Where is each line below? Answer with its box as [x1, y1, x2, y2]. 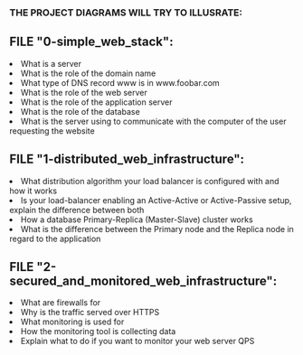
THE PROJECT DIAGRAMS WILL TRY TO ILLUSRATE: [9, 6, 242, 19]
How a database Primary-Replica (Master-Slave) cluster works [21, 214, 253, 225]
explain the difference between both [9, 204, 145, 215]
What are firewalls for [21, 297, 101, 308]
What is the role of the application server [21, 97, 173, 107]
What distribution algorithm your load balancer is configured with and [21, 175, 279, 186]
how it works [9, 185, 57, 196]
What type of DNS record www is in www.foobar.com [21, 77, 220, 88]
